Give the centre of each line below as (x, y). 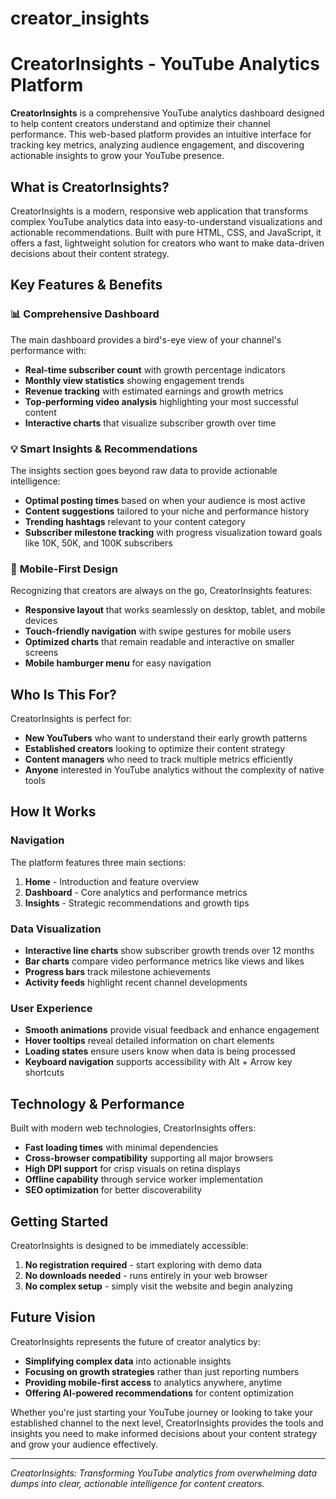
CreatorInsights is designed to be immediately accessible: (129, 1245)
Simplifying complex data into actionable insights (128, 1361)
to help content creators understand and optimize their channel (140, 124)
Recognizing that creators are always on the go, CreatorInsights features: (161, 591)
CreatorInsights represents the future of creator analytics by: (135, 1341)
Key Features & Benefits (86, 285)
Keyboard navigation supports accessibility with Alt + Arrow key (158, 1062)
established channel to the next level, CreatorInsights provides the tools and (167, 1423)
